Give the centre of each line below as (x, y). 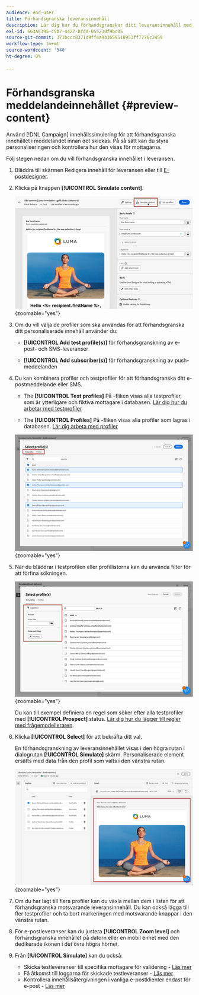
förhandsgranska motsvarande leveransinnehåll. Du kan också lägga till (102, 907)
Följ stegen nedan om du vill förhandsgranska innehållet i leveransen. (91, 158)
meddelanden (40, 367)
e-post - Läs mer (44, 986)
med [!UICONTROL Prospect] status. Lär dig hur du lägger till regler (98, 719)
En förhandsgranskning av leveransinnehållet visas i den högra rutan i (100, 748)
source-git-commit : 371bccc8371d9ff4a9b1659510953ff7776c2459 (84, 38)
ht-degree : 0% (24, 56)
